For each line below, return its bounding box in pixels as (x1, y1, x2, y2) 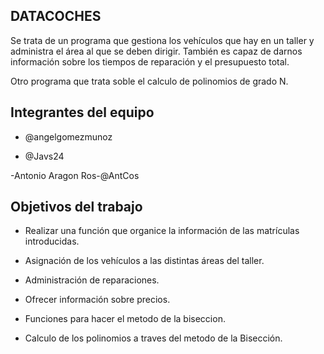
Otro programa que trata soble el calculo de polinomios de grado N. (10, 75, 289, 87)
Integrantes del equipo (10, 104, 155, 121)
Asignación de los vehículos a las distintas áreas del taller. (24, 255, 265, 267)
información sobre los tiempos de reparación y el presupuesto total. (10, 55, 290, 68)
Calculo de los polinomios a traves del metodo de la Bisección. (24, 332, 283, 344)
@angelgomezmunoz (24, 130, 113, 143)
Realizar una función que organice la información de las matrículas (24, 225, 300, 237)
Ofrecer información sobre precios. (24, 294, 171, 306)
